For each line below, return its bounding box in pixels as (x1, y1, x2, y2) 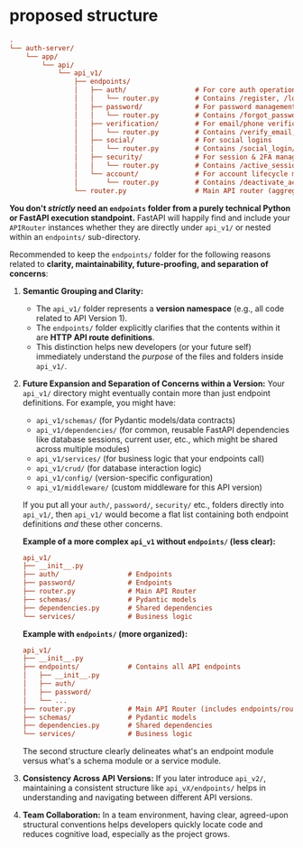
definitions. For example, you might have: (22, 397, 176, 408)
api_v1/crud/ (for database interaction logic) (35, 462, 202, 474)
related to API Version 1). (35, 312, 128, 323)
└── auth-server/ (9, 43, 75, 52)
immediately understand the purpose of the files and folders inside (35, 351, 284, 362)
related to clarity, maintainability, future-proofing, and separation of (9, 258, 269, 269)
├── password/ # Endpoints (22, 578, 173, 587)
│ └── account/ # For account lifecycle (73, 169, 289, 179)
